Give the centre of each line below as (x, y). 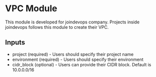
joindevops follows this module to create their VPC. (57, 27)
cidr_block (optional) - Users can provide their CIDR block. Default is (82, 64)
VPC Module (31, 9)
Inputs (15, 43)
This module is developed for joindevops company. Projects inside (72, 22)
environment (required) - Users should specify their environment (78, 59)
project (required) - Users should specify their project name (73, 54)
